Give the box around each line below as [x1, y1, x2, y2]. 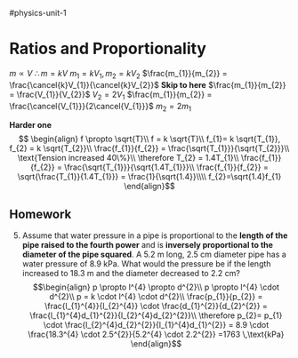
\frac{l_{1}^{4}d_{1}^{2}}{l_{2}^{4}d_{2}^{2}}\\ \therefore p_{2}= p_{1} [29, 310, 283, 321]
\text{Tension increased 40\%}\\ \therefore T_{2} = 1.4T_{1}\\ [17, 153, 239, 163]
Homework [9, 206, 72, 221]
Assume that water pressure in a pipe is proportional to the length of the [21, 230, 288, 241]
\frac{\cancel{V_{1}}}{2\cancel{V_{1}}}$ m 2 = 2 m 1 [9, 100, 191, 114]
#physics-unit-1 [9, 8, 67, 18]
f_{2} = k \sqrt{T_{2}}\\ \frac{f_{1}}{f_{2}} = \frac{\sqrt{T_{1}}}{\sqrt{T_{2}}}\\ [9, 143, 290, 154]
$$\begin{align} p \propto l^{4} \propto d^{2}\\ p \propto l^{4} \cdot [32, 282, 280, 292]
